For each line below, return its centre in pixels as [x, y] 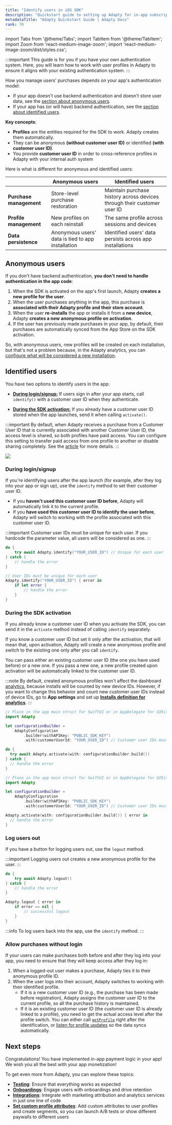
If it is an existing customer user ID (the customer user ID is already [91, 1008]
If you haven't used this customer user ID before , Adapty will [78, 501]
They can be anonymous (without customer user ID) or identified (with [88, 143]
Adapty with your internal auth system [53, 159]
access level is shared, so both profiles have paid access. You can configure [86, 435]
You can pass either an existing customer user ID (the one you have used [82, 660]
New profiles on [70, 218]
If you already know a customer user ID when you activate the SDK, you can [85, 624]
